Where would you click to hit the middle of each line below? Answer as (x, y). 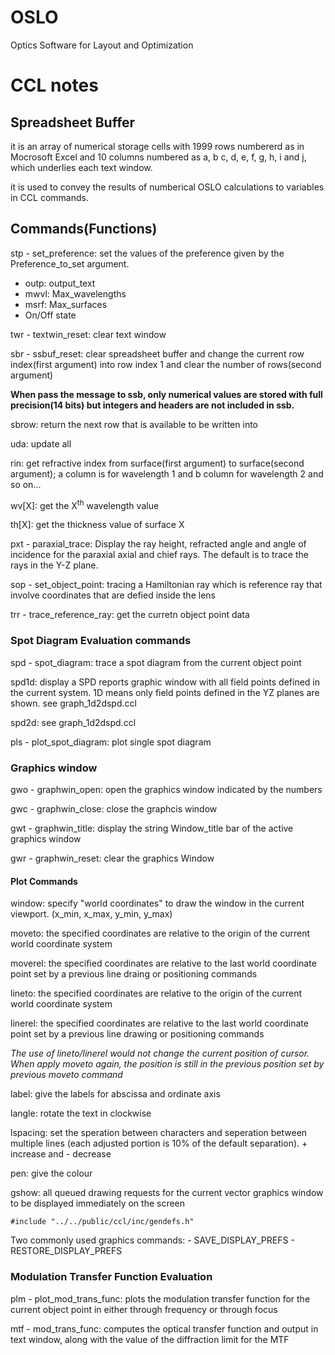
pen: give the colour (51, 1173)
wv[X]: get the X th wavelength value (85, 504)
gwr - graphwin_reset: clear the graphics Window (112, 858)
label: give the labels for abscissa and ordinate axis (115, 1094)
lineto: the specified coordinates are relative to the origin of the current (156, 993)
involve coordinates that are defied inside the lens (113, 595)
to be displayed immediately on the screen (98, 1203)
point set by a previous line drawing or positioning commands (137, 1034)
